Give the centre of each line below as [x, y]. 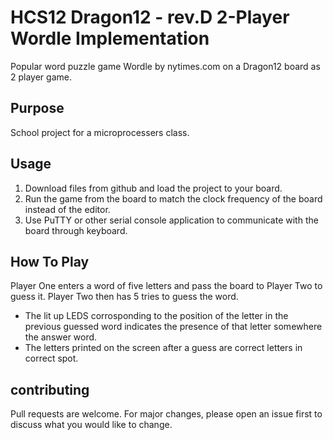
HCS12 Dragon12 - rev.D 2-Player [150, 17]
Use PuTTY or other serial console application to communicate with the [171, 220]
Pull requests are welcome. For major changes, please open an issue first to [166, 414]
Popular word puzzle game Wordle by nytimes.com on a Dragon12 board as [165, 66]
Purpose [37, 108]
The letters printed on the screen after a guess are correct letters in [163, 348]
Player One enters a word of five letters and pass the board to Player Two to [166, 286]
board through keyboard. [76, 230]
